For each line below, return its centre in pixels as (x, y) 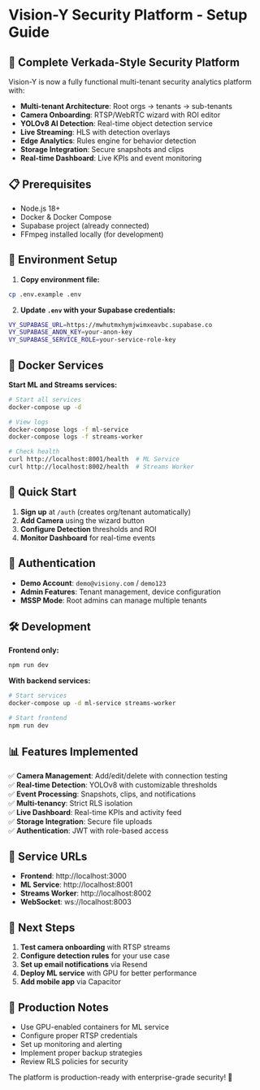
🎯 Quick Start (43, 493)
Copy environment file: (60, 279)
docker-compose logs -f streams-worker (76, 437)
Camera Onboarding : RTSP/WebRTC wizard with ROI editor (120, 115)
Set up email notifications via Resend (84, 965)
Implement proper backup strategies (81, 1053)
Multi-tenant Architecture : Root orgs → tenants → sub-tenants (126, 106)
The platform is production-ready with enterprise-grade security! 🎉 (121, 1077)
